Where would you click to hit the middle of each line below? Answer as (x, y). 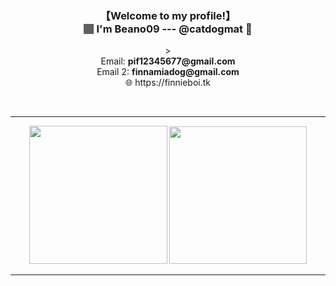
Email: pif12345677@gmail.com (168, 61)
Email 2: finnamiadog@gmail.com (168, 72)
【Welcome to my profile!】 (168, 15)
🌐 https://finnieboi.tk (168, 83)
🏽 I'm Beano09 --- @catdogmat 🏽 (168, 29)
